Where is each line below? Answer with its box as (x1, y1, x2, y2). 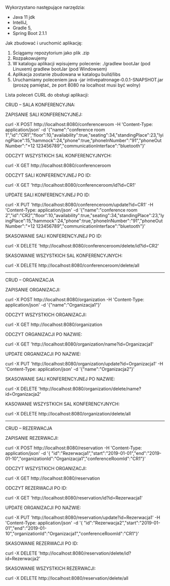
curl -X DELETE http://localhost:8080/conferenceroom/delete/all (5, 263, 140, 268)
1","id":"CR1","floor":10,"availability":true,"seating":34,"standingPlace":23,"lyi (5, 132, 163, 138)
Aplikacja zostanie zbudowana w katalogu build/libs (12, 71, 120, 77)
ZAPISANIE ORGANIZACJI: (5, 287, 61, 292)
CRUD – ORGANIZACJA (5, 277, 55, 283)
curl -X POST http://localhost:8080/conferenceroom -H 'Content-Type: (5, 121, 153, 127)
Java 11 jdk (12, 14, 35, 20)
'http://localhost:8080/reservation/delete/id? (38, 550, 132, 556)
